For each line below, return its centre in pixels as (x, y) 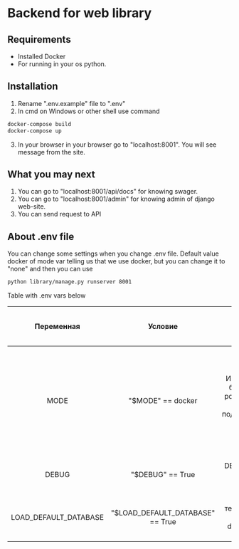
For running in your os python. (62, 64)
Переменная (57, 327)
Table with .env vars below (47, 296)
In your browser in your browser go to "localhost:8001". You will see (117, 145)
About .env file (41, 236)
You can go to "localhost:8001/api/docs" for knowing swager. (107, 192)
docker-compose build (39, 124)
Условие (163, 327)
